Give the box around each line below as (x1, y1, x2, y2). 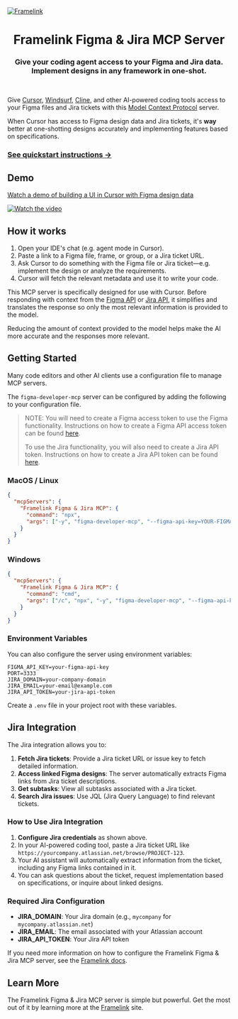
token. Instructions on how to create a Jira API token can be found (24, 450, 218, 459)
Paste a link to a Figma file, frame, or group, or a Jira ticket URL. (17, 251, 205, 260)
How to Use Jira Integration (7, 817, 103, 827)
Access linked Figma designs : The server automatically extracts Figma (17, 769, 227, 778)
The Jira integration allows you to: (7, 740, 107, 748)
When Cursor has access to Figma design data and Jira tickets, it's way (7, 117, 217, 126)
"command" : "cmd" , (25, 591, 81, 598)
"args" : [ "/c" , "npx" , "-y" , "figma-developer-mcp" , (25, 596, 186, 604)
